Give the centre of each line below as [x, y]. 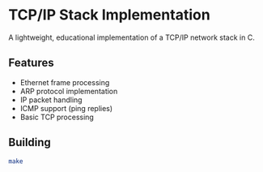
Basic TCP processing [57, 117]
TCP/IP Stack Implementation [109, 15]
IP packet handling [51, 100]
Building [30, 142]
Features [31, 63]
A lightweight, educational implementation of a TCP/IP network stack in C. [131, 37]
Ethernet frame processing [65, 82]
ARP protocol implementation [69, 91]
